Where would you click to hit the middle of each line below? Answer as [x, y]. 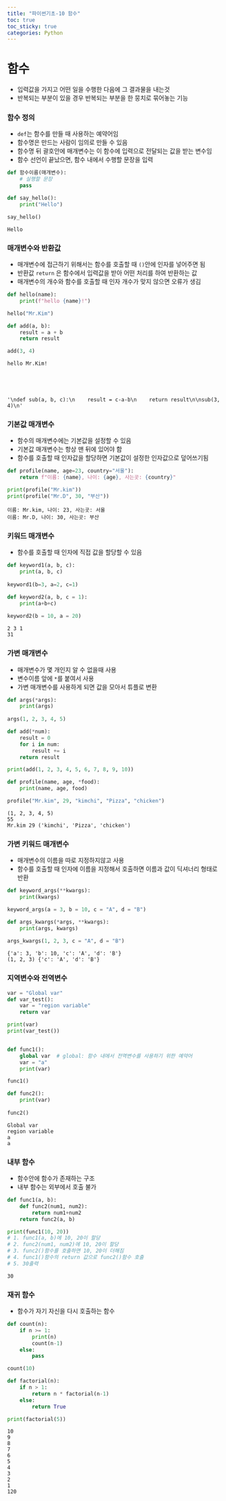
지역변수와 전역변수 [37, 978]
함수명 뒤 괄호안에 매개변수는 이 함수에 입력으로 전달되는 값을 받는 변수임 [114, 151]
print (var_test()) [33, 1031]
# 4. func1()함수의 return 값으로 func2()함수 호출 [75, 1258]
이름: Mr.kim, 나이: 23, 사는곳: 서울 [56, 510]
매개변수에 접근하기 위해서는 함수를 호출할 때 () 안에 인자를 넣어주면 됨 [111, 264]
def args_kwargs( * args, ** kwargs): [58, 922]
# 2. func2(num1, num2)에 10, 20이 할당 [63, 1245]
